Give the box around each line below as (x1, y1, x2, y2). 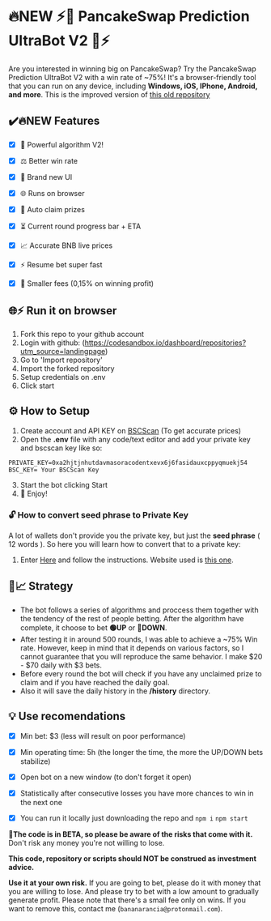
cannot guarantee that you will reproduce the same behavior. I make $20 (19, 651, 263, 661)
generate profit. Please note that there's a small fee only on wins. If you (8, 895, 247, 905)
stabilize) (19, 756, 51, 766)
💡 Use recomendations (8, 710, 126, 723)
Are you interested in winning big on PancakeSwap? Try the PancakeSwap (8, 63, 256, 74)
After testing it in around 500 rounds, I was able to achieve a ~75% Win (19, 634, 258, 644)
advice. (8, 862, 35, 872)
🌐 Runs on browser (19, 188, 85, 198)
